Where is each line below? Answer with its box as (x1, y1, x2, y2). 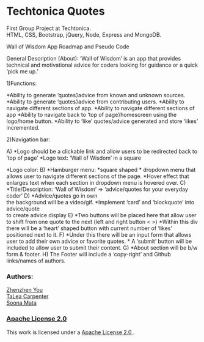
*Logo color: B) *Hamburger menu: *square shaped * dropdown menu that (6, 166, 196, 173)
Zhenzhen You (6, 286, 43, 294)
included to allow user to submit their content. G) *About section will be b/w (6, 243, 198, 251)
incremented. (6, 124, 40, 131)
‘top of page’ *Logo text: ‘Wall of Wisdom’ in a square (6, 154, 142, 162)
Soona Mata (6, 299, 37, 307)
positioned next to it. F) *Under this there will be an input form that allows (6, 231, 192, 238)
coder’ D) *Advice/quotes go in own (6, 191, 98, 199)
